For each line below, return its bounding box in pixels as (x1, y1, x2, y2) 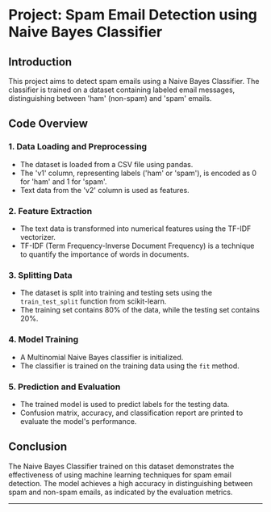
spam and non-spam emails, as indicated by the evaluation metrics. (8, 487, 233, 497)
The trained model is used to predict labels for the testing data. (19, 399, 230, 409)
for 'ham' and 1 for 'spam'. (19, 176, 107, 187)
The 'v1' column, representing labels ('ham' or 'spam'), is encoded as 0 (19, 168, 256, 178)
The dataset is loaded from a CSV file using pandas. (19, 159, 194, 169)
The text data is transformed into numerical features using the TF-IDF (19, 224, 252, 233)
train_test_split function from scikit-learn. (19, 296, 167, 306)
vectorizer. (19, 232, 56, 241)
